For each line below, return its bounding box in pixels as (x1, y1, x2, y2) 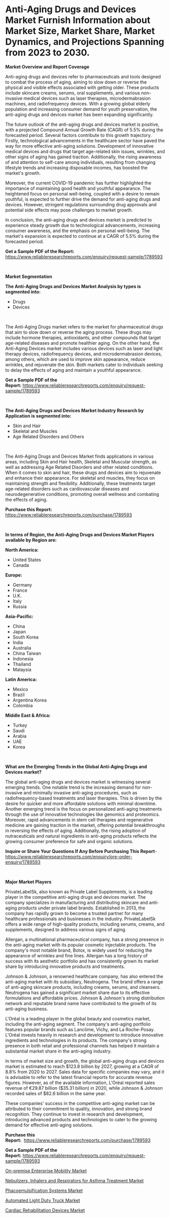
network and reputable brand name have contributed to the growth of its (5, 1000, 157, 1006)
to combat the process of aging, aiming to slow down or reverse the (5, 79, 147, 85)
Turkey (12, 722, 27, 728)
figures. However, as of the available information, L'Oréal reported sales (5, 1079, 155, 1086)
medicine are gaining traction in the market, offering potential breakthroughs (5, 822, 165, 828)
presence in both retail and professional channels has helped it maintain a (5, 1042, 159, 1048)
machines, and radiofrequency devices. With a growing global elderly (5, 100, 151, 106)
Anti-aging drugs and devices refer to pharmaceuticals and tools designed (5, 73, 161, 79)
